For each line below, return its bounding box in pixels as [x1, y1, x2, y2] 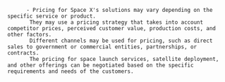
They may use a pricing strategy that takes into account [29, 19, 203, 26]
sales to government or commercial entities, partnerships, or [7, 43, 197, 50]
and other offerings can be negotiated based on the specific [7, 62, 194, 69]
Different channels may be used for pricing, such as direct [29, 37, 213, 44]
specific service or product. [7, 13, 97, 20]
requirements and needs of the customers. [7, 68, 134, 75]
